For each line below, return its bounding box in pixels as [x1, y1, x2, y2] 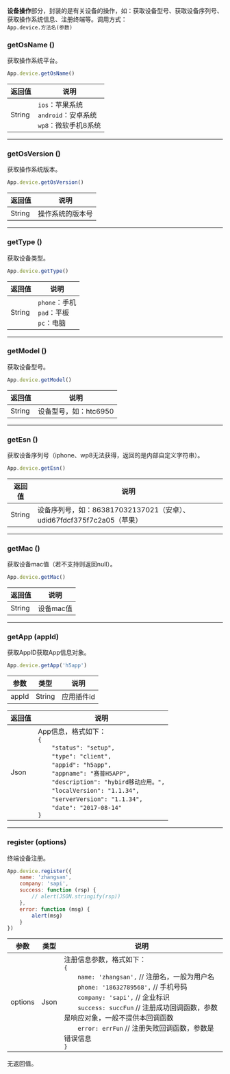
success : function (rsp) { [19, 887, 97, 894]
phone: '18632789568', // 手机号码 [77, 982, 188, 992]
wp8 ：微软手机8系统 [38, 121, 101, 130]
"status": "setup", [51, 744, 115, 752]
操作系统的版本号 [38, 209, 94, 219]
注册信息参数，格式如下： [64, 955, 146, 964]
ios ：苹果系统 [38, 100, 84, 110]
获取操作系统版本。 [7, 165, 62, 174]
